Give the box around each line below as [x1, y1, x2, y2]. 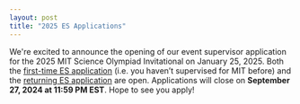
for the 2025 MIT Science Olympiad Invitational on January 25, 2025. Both [9, 56, 285, 66]
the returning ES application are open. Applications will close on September [9, 74, 290, 85]
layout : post [9, 13, 58, 22]
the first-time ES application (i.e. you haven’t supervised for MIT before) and [9, 65, 292, 76]
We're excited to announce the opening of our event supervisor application [9, 46, 287, 56]
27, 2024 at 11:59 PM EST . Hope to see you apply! [9, 84, 195, 95]
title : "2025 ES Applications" [9, 22, 127, 30]
